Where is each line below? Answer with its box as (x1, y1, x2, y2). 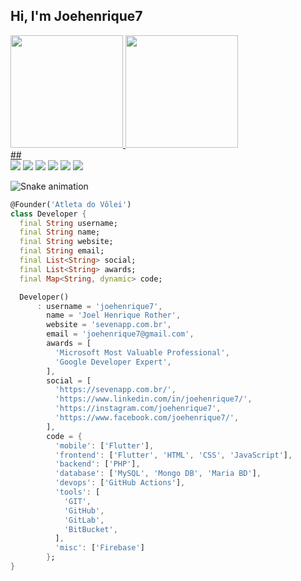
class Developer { (10, 209, 87, 219)
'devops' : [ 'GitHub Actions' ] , (54, 478, 186, 488)
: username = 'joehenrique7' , (36, 301, 163, 311)
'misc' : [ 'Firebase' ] (54, 543, 145, 553)
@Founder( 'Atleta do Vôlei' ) (10, 199, 132, 209)
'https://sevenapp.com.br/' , (54, 385, 177, 395)
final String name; (19, 227, 101, 238)
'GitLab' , (63, 515, 105, 525)
